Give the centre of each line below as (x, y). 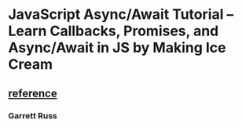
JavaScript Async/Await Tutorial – (121, 15)
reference (33, 93)
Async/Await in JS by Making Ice (117, 48)
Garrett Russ (33, 115)
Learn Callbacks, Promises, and (114, 31)
